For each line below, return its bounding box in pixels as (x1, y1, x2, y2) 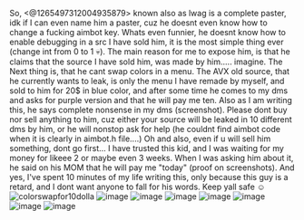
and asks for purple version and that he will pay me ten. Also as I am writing (9, 95, 293, 105)
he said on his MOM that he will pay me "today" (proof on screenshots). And (9, 162, 295, 173)
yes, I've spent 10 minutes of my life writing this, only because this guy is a (9, 172, 289, 182)
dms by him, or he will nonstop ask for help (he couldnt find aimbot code (9, 124, 281, 134)
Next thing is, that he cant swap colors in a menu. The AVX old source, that (9, 66, 290, 76)
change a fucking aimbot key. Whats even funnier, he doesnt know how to (9, 27, 287, 37)
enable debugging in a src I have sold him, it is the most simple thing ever (9, 36, 284, 47)
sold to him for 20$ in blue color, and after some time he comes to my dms (9, 85, 289, 96)
